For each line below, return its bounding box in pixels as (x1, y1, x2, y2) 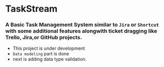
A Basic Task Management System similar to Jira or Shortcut (5, 21, 159, 28)
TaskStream (5, 3, 58, 15)
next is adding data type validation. (12, 56, 87, 62)
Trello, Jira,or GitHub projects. (5, 34, 82, 41)
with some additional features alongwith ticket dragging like (5, 27, 157, 35)
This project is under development (12, 45, 85, 51)
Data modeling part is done (12, 51, 69, 57)
